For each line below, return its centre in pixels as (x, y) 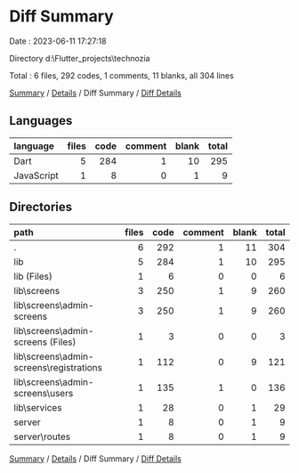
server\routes (42, 436)
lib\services (38, 407)
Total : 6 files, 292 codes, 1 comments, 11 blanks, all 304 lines (121, 75)
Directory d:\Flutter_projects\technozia (80, 58)
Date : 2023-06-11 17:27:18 (58, 41)
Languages (41, 121)
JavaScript (36, 175)
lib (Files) (33, 276)
